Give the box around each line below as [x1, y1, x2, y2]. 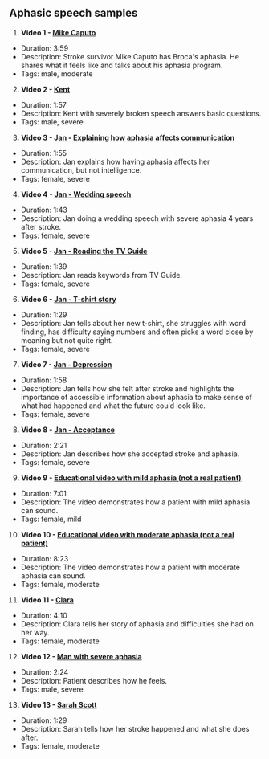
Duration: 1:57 [20, 100, 67, 109]
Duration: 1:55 [20, 148, 67, 157]
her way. [20, 627, 50, 637]
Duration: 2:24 [20, 667, 69, 677]
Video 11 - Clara [20, 594, 75, 605]
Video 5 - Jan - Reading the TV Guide [20, 246, 148, 255]
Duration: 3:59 [20, 43, 69, 53]
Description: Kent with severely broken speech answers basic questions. [20, 108, 262, 118]
